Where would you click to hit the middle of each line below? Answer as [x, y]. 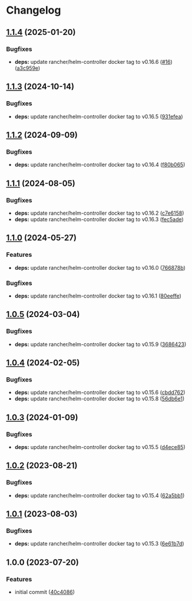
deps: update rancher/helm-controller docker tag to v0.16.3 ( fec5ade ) [99, 219]
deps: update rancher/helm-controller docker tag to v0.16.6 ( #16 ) [93, 62]
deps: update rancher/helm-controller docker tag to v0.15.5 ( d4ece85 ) [100, 447]
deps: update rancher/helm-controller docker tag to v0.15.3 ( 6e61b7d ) [99, 544]
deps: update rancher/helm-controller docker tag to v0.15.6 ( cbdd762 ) [100, 392]
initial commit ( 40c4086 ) [45, 592]
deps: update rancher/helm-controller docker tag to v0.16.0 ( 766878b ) [100, 267]
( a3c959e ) [27, 68]
